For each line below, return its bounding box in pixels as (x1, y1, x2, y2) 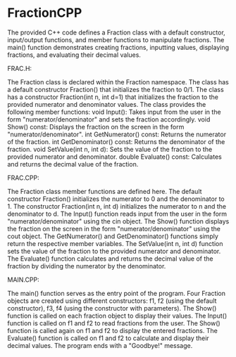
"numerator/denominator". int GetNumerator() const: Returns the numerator (7, 130, 227, 138)
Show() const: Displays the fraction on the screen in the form (7, 122, 185, 131)
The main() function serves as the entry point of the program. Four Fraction (7, 289, 226, 297)
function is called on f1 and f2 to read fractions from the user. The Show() (7, 318, 221, 327)
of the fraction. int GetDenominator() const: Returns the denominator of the (7, 137, 225, 145)
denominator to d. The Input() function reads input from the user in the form (7, 209, 228, 218)
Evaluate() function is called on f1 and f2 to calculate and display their (7, 334, 209, 342)
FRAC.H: (7, 64, 32, 72)
